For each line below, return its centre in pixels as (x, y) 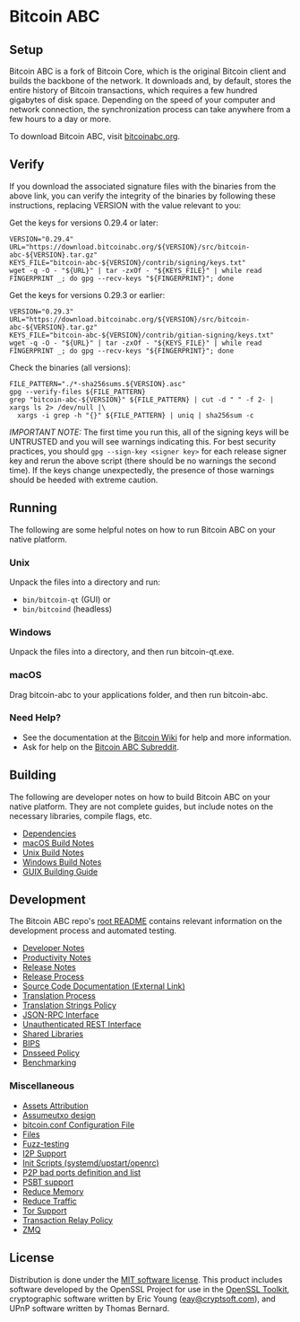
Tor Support (44, 1211)
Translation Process (59, 996)
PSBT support (48, 1182)
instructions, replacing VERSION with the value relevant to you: (125, 205)
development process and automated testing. (93, 930)
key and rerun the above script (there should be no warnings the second (143, 461)
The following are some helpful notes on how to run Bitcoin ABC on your (142, 529)
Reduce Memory (53, 1191)
